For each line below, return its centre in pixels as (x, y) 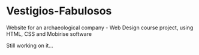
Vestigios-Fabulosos (59, 11)
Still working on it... (30, 45)
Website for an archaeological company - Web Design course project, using (100, 27)
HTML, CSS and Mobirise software (49, 33)
